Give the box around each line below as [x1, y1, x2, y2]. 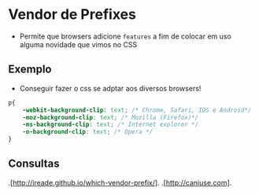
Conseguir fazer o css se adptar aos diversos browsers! [19, 83, 202, 93]
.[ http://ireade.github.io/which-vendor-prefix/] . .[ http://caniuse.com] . [8, 178, 232, 187]
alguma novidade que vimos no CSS [19, 39, 138, 49]
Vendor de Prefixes [8, 6, 136, 24]
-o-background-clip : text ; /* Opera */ [22, 128, 154, 136]
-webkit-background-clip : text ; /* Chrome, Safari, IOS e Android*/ [22, 106, 252, 114]
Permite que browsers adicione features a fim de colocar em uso [19, 31, 232, 41]
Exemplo [8, 63, 52, 76]
